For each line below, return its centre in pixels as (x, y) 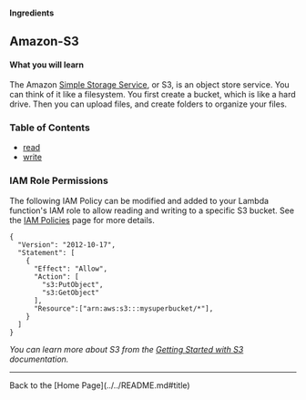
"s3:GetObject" (71, 292)
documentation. (39, 359)
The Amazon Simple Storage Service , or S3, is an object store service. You (149, 85)
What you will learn (47, 65)
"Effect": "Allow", (70, 269)
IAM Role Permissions (59, 180)
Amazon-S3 (44, 41)
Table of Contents (50, 128)
